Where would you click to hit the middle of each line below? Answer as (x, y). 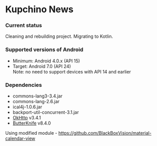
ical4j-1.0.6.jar (27, 107)
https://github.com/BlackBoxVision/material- (105, 133)
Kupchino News (39, 9)
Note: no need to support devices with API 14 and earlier (72, 71)
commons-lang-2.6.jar (36, 102)
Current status (24, 26)
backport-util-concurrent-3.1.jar (46, 112)
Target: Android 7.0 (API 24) (42, 66)
